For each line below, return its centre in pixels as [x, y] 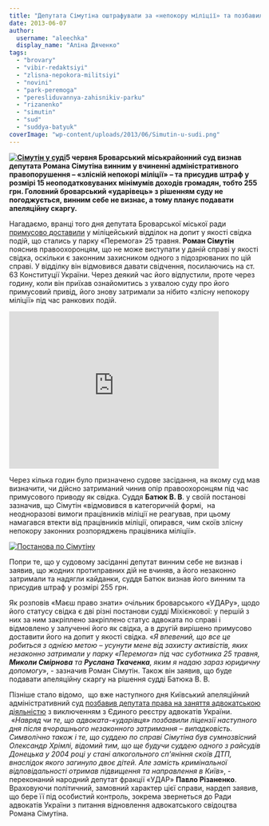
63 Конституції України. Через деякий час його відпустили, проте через [132, 274]
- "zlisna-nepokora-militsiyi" [68, 75]
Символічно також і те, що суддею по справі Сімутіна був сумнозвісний [133, 737]
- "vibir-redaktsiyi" [52, 68]
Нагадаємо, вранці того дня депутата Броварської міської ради [118, 224]
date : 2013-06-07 [38, 23]
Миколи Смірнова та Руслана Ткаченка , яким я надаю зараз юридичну [134, 662]
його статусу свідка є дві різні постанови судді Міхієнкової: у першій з [129, 611]
